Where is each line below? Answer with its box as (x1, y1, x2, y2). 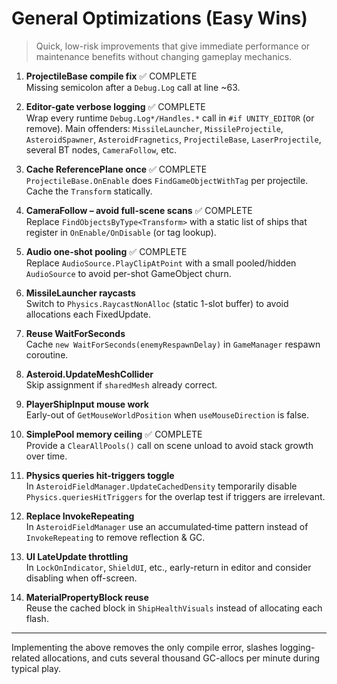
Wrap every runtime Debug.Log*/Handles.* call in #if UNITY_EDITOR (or (25, 112, 315, 124)
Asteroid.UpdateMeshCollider (25, 368, 154, 380)
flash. (25, 612, 49, 624)
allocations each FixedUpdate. (25, 308, 151, 320)
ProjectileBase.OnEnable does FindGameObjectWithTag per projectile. (25, 174, 309, 186)
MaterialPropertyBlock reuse (25, 591, 149, 603)
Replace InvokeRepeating (25, 510, 135, 522)
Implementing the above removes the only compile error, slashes (11, 641, 278, 653)
